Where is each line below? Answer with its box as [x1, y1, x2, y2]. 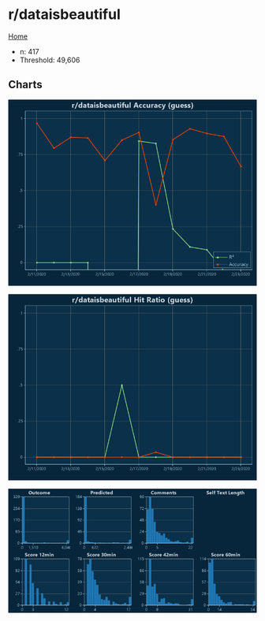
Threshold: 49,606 [19, 55, 80, 65]
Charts [8, 78, 43, 91]
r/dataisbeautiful [8, 6, 121, 24]
